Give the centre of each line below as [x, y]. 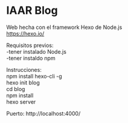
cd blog [16, 89]
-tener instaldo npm [31, 58]
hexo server [21, 102]
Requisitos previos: [30, 45]
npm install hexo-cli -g [34, 76]
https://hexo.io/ [25, 33]
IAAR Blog [32, 11]
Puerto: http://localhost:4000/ [43, 113]
